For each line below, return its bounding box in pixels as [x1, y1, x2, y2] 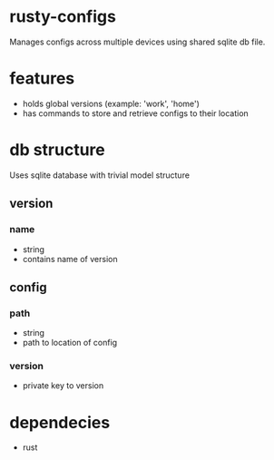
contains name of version [22, 253, 118, 264]
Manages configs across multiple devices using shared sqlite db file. [9, 36, 266, 47]
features [9, 68, 75, 89]
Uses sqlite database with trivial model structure [9, 170, 191, 181]
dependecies [9, 412, 111, 433]
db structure [9, 140, 106, 161]
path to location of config [22, 338, 118, 348]
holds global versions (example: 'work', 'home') [22, 98, 200, 109]
